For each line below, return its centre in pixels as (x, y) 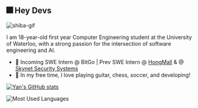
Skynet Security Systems (46, 68)
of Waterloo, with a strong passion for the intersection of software (89, 43)
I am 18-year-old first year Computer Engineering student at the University (99, 37)
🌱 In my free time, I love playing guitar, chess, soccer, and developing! (103, 75)
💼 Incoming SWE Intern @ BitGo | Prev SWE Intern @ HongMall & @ (99, 62)
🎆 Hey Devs (29, 11)
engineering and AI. (31, 50)
